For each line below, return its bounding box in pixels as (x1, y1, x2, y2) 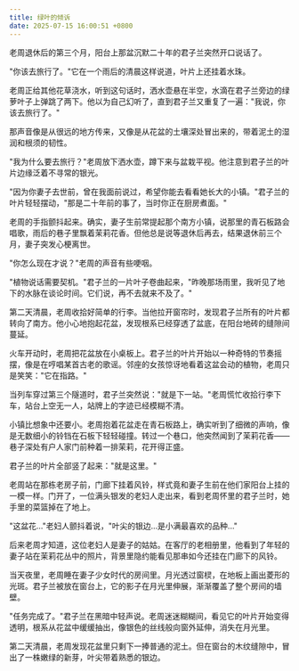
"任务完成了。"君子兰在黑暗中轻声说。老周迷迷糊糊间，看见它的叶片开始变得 (9, 610, 290, 621)
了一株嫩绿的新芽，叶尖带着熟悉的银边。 (16, 651, 166, 662)
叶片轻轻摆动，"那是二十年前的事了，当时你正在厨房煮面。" (9, 197, 228, 208)
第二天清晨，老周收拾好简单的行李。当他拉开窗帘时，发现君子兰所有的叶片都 (9, 307, 290, 317)
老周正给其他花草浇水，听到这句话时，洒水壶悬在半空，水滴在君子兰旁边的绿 (9, 85, 290, 95)
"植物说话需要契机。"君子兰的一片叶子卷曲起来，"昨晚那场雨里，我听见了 (9, 276, 278, 287)
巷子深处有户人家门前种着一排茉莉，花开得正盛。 (9, 441, 189, 452)
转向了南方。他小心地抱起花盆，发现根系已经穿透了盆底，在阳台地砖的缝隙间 (9, 317, 290, 328)
